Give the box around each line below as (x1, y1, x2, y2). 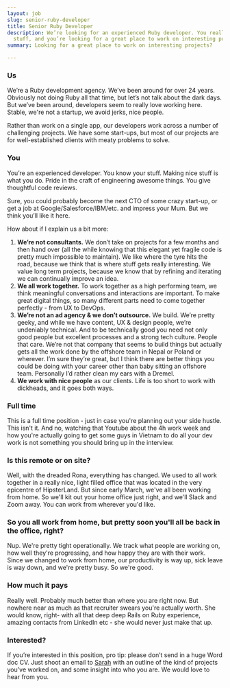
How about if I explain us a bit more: (7, 225, 109, 233)
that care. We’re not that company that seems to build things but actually (16, 340, 222, 348)
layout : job (7, 10, 41, 17)
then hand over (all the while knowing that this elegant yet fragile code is (16, 245, 222, 253)
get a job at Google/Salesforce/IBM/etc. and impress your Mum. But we (7, 204, 209, 212)
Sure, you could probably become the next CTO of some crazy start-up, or (7, 196, 218, 205)
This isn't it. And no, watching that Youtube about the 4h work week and (7, 424, 211, 432)
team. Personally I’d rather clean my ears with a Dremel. (16, 369, 175, 378)
